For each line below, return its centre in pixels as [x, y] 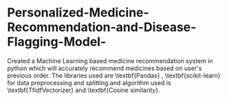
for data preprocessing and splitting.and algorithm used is [89, 82]
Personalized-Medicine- [78, 13]
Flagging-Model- [57, 42]
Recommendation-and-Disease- [102, 27]
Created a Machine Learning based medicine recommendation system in [110, 60]
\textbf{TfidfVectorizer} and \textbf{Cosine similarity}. [84, 90]
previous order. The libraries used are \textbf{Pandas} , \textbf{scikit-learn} [114, 75]
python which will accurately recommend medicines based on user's [105, 68]
